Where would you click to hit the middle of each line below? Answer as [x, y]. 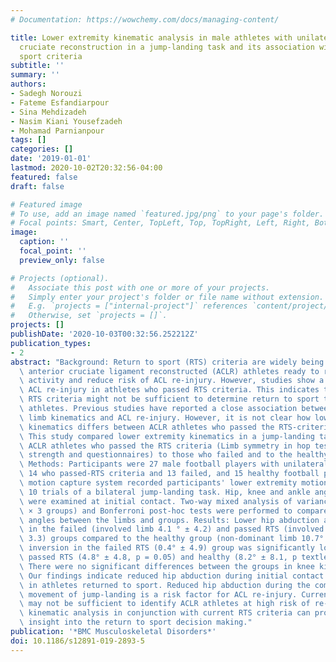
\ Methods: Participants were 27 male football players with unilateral [174, 464]
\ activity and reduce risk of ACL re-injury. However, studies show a [172, 381]
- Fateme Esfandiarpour [60, 102]
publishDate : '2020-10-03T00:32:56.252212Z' [104, 334]
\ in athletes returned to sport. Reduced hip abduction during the [165, 585]
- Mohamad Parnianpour [57, 131]
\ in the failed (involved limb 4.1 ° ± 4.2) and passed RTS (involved [172, 529]
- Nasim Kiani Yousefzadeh [66, 121]
